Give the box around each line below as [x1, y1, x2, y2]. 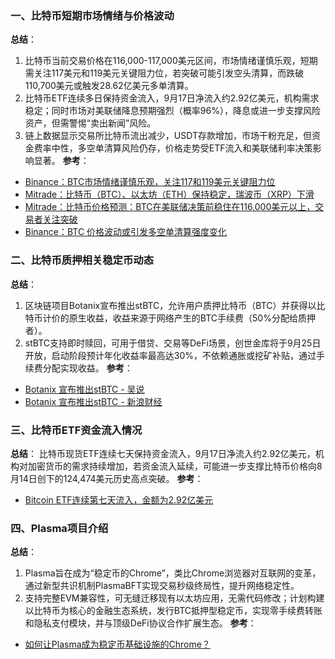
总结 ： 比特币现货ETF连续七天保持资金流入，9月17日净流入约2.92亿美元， [10, 447, 316, 459]
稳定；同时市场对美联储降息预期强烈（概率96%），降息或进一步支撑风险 [24, 105, 321, 117]
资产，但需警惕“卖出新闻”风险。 [24, 117, 157, 129]
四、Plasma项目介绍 [10, 521, 109, 535]
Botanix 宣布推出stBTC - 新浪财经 [24, 395, 163, 407]
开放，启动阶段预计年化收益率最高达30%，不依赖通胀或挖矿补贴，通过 [24, 349, 317, 361]
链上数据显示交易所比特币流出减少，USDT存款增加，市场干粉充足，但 [24, 130, 312, 142]
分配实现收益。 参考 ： [42, 362, 133, 374]
